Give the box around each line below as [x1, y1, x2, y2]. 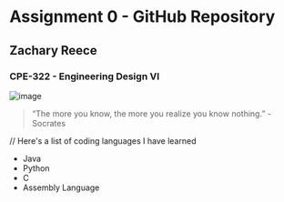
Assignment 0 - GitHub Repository [9, 6, 276, 27]
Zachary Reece [9, 43, 97, 58]
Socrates [31, 117, 66, 128]
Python [22, 162, 50, 174]
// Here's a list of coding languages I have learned [9, 135, 197, 146]
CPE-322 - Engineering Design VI [9, 70, 160, 83]
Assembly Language [22, 182, 100, 193]
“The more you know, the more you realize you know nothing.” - [31, 107, 271, 119]
